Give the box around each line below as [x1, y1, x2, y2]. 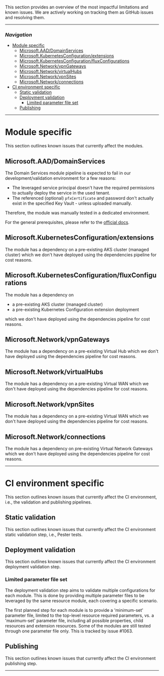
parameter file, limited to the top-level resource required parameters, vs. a [5, 612, 154, 618]
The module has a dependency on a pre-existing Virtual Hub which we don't [5, 348, 159, 354]
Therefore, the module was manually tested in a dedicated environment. [5, 210, 150, 216]
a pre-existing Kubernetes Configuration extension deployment [12, 306, 139, 313]
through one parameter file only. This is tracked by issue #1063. [5, 628, 133, 634]
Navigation [5, 31, 33, 38]
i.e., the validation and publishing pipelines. [5, 499, 92, 505]
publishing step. [5, 660, 38, 666]
